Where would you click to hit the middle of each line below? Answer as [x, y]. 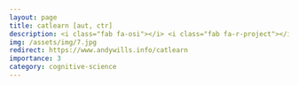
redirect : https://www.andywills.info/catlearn [99, 50]
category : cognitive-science [63, 67]
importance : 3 [35, 58]
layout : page [33, 17]
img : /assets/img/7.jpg [53, 42]
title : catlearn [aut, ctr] [61, 26]
